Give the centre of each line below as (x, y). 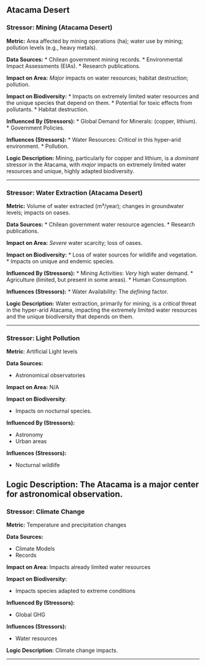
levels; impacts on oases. (38, 212)
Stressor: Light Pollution (43, 338)
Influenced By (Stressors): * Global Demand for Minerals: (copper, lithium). (102, 121)
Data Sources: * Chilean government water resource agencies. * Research (101, 224)
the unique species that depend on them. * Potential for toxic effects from (99, 103)
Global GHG (30, 614)
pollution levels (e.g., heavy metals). (52, 47)
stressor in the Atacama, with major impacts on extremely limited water (96, 165)
